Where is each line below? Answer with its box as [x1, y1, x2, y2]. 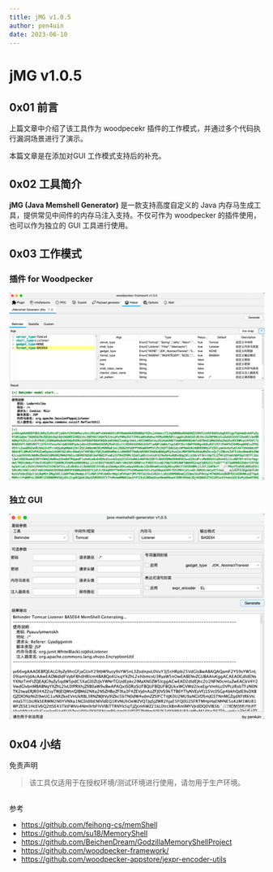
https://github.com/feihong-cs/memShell [20, 820, 158, 830]
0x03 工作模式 [9, 246, 83, 260]
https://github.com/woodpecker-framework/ [20, 846, 169, 856]
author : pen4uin [9, 21, 64, 30]
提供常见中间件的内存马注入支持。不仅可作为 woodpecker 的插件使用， [23, 210, 261, 220]
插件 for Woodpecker [9, 273, 94, 284]
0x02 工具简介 [9, 177, 82, 191]
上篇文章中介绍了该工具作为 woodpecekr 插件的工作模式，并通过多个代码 [9, 124, 254, 133]
